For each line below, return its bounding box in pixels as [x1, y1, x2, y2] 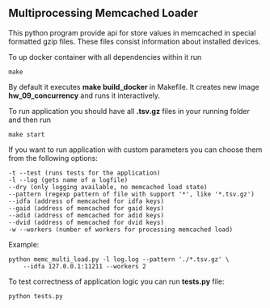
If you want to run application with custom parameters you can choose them [8, 145, 263, 154]
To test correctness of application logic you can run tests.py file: [8, 276, 225, 286]
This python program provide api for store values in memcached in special [8, 27, 256, 37]
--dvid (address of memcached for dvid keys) [8, 218, 164, 226]
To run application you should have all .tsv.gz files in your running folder [8, 106, 251, 116]
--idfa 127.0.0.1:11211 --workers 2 [23, 262, 147, 270]
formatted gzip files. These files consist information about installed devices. [8, 36, 261, 46]
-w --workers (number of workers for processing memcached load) [8, 226, 233, 234]
